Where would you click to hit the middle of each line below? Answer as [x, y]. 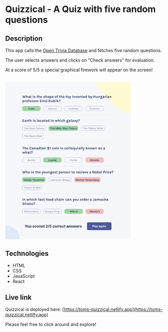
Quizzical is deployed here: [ [35, 309]
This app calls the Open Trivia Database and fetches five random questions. [83, 50]
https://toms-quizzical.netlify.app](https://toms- [113, 309]
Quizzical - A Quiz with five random [80, 9]
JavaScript [24, 276]
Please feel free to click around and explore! [51, 324]
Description [24, 38]
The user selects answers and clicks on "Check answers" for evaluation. [80, 60]
